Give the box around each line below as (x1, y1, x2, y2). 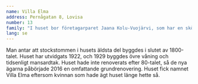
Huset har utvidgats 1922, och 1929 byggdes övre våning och (19, 53, 169, 60)
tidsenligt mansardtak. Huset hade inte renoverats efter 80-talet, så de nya (6, 59, 187, 66)
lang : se (6, 31, 28, 36)
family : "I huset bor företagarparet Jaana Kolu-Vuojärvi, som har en (6, 25, 183, 31)
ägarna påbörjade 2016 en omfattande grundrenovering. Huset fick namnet (6, 65, 189, 72)
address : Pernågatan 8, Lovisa (6, 14, 83, 20)
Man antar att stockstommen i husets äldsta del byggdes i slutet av (6, 46, 169, 53)
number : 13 (6, 19, 33, 25)
